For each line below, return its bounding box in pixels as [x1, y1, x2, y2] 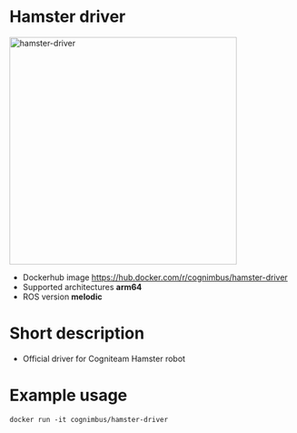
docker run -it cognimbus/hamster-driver [9, 415, 169, 424]
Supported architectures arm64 [22, 281, 143, 292]
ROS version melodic [22, 291, 103, 302]
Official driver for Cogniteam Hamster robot [22, 353, 186, 364]
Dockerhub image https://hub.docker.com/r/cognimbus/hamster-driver [22, 271, 288, 283]
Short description [9, 323, 145, 344]
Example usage [9, 385, 128, 406]
